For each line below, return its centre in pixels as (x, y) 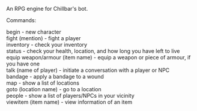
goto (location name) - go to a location (54, 89)
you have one (23, 64)
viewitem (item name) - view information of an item (69, 102)
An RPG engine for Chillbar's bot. (47, 9)
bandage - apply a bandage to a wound (55, 76)
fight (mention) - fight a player (44, 38)
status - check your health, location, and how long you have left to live (93, 51)
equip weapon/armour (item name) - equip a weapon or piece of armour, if (98, 57)
